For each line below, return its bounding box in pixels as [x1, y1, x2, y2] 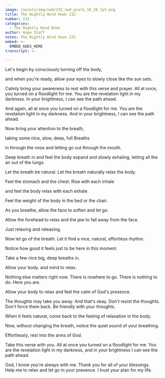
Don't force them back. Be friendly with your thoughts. [5, 304, 116, 309]
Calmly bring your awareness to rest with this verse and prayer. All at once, [5, 86, 158, 92]
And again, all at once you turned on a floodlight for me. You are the [5, 105, 143, 111]
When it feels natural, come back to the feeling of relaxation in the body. [5, 313, 152, 319]
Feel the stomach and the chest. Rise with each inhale [5, 178, 115, 185]
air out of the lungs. [5, 160, 45, 166]
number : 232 [5, 16, 30, 21]
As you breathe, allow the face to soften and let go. [5, 207, 109, 213]
